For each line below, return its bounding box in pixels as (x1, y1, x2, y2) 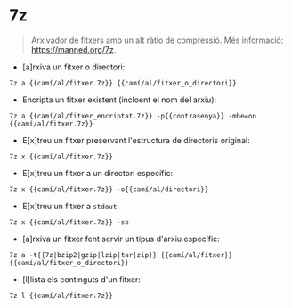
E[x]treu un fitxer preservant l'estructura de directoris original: (21, 134, 251, 145)
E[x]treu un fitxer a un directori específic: (21, 167, 174, 178)
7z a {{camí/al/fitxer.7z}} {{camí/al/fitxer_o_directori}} (9, 78, 238, 87)
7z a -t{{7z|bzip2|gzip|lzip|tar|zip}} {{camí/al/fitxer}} (9, 250, 233, 259)
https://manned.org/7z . (30, 44, 117, 54)
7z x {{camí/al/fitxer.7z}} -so (9, 217, 129, 227)
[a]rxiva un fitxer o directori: (21, 61, 126, 72)
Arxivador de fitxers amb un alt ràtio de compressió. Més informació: (30, 35, 284, 45)
